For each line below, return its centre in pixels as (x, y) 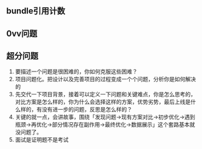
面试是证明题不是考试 (42, 140)
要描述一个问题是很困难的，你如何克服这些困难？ (76, 71)
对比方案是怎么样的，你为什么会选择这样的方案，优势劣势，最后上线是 (103, 102)
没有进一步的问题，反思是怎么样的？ (87, 110)
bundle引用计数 (36, 11)
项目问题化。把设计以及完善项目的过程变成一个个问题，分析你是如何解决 (105, 79)
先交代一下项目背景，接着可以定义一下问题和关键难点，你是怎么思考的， (105, 94)
